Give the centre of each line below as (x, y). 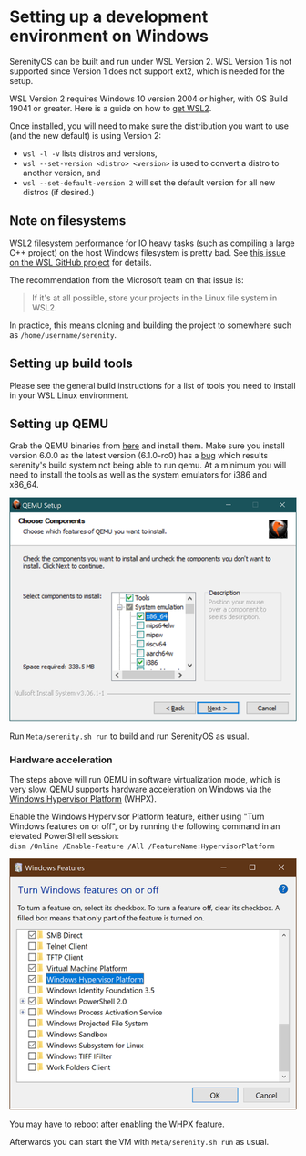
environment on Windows (109, 36)
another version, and (61, 173)
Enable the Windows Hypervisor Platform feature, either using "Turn (137, 817)
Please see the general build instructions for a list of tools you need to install (153, 385)
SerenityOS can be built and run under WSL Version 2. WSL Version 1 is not (151, 61)
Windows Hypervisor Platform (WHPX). (83, 799)
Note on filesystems (68, 221)
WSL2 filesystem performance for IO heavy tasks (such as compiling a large (152, 243)
